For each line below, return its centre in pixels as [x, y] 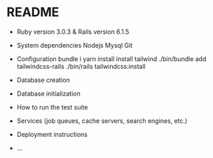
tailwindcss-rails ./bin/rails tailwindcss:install [81, 66]
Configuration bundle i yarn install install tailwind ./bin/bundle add [111, 59]
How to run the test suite [52, 107]
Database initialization [49, 93]
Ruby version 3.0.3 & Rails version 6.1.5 [73, 32]
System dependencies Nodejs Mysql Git [75, 45]
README [33, 12]
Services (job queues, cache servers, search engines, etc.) [102, 121]
